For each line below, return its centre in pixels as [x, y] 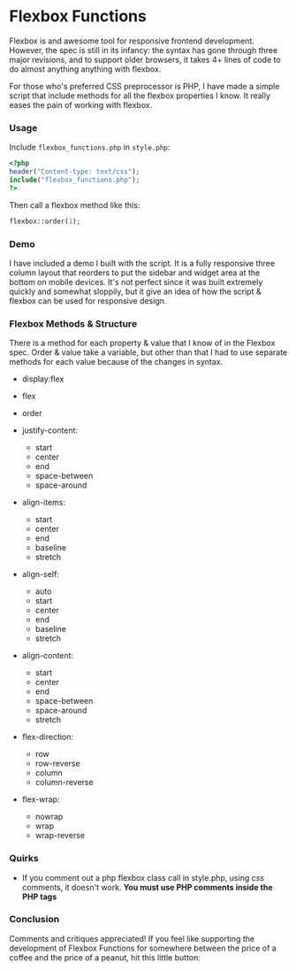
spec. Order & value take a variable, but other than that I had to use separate [148, 352]
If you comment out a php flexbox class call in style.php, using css [143, 877]
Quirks [24, 859]
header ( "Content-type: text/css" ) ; [75, 172]
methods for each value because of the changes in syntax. [116, 362]
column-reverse [65, 782]
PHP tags [39, 897]
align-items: [44, 503]
